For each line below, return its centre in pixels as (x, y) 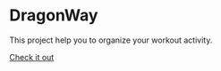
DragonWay (54, 16)
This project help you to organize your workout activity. (111, 40)
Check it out (32, 57)
